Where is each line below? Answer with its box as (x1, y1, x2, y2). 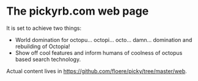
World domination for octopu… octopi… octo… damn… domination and (15, 36, 193, 43)
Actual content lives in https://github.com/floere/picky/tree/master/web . (6, 67, 188, 74)
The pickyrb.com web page (6, 4, 149, 18)
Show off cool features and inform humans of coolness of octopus (15, 49, 183, 56)
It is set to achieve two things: (6, 24, 82, 32)
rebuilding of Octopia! (15, 43, 70, 50)
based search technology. (15, 55, 81, 63)
